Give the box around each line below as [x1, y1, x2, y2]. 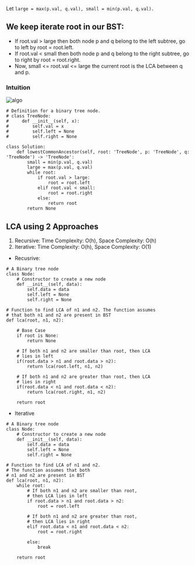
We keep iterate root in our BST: [6, 22, 124, 32]
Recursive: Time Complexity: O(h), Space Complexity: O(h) [14, 237, 157, 244]
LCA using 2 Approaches [6, 221, 99, 231]
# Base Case [16, 327, 46, 333]
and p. [14, 69, 30, 76]
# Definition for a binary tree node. [6, 108, 101, 114]
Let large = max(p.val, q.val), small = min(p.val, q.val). [6, 5, 155, 12]
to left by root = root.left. [14, 43, 74, 50]
